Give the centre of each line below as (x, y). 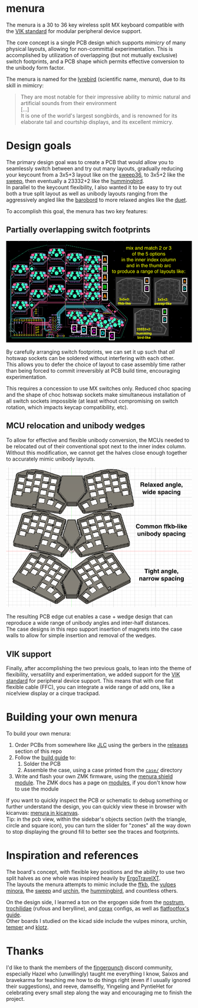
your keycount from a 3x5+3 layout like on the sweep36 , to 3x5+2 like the (95, 174)
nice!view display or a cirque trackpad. (53, 693)
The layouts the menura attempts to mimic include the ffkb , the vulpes (91, 885)
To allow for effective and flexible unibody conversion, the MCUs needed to (98, 440)
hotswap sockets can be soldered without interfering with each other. (90, 358)
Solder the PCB (42, 764)
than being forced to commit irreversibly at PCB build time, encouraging (93, 370)
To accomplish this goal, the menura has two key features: (77, 211)
